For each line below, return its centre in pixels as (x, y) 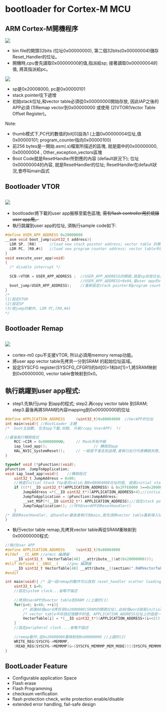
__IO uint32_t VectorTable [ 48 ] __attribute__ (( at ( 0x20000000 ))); (84, 559)
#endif (12, 573)
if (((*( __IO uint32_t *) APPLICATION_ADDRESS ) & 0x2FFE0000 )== (81, 488)
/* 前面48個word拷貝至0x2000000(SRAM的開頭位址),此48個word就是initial (92, 609)
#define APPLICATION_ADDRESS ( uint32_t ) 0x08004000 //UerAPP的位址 (79, 419)
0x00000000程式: (31, 536)
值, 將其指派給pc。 (31, 69)
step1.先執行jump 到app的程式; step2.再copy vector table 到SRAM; (80, 403)
